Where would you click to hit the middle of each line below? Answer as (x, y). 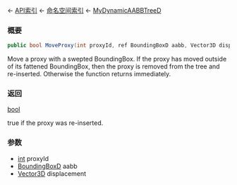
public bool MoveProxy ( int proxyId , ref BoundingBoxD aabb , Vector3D (112, 46)
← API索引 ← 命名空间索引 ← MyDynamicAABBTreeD (84, 10)
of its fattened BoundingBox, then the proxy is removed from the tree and (114, 66)
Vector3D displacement (52, 173)
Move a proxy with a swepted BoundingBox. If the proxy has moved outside (117, 59)
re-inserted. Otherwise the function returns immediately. (89, 74)
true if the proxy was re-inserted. (55, 123)
